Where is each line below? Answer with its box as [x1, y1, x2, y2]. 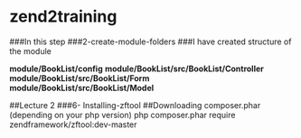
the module [9, 45, 52, 56]
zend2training [9, 6, 118, 27]
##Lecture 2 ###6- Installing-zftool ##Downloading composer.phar [9, 99, 261, 110]
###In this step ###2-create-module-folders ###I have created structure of [9, 36, 292, 47]
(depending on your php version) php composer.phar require [9, 109, 236, 120]
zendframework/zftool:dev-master [9, 119, 137, 130]
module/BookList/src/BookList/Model [9, 82, 155, 93]
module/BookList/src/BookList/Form [9, 72, 150, 83]
